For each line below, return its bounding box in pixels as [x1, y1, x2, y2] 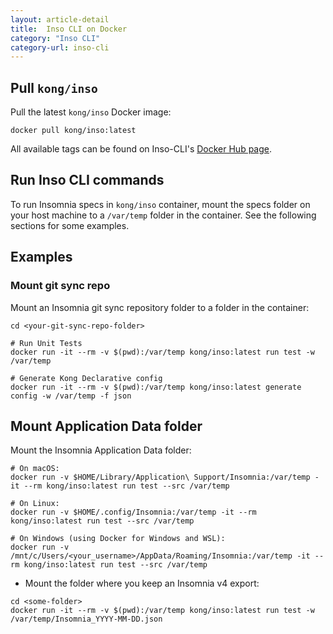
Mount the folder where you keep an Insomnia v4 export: [24, 577, 260, 590]
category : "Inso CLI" [10, 33, 101, 43]
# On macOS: [10, 464, 60, 474]
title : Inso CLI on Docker [10, 24, 128, 34]
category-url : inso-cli [10, 42, 110, 53]
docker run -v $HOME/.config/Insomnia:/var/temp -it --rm [10, 507, 257, 518]
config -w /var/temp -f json [10, 391, 132, 401]
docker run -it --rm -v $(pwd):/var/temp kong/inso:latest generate [10, 382, 302, 392]
